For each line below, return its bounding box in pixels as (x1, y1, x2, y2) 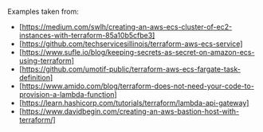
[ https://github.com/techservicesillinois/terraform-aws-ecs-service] (18, 39, 243, 49)
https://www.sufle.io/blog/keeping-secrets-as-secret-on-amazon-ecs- (22, 48, 255, 56)
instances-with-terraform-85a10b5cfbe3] (18, 31, 155, 40)
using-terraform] (18, 56, 75, 65)
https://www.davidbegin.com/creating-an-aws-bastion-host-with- (22, 107, 240, 116)
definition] (18, 73, 53, 82)
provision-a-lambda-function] (18, 90, 117, 99)
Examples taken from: (7, 7, 79, 16)
